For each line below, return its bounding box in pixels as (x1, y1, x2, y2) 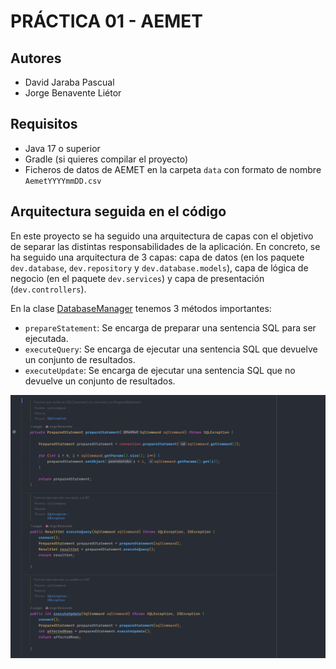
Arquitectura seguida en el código (10, 203, 227, 220)
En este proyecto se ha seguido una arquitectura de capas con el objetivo (10, 230, 314, 242)
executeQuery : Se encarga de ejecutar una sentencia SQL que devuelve (24, 343, 318, 355)
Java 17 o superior (24, 142, 101, 154)
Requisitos (10, 116, 78, 133)
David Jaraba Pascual (24, 76, 115, 88)
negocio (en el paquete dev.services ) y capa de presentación (10, 272, 265, 284)
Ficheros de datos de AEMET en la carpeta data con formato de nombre (24, 163, 322, 175)
